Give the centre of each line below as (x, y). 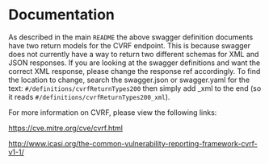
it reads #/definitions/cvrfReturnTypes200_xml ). (89, 96)
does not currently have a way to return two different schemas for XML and (134, 54)
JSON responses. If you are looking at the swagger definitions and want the (134, 63)
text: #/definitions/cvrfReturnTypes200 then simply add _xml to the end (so (135, 88)
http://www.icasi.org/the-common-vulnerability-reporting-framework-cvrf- (133, 143)
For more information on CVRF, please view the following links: (113, 112)
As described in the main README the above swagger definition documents (131, 37)
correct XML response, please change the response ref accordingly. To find (134, 71)
